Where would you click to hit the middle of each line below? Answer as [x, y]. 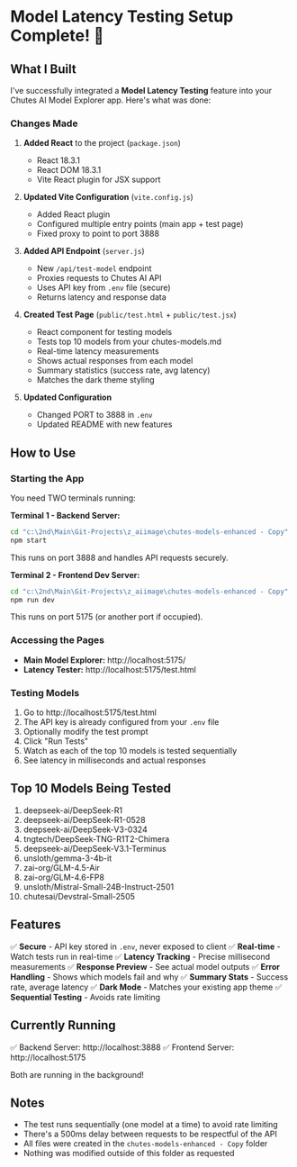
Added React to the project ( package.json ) [102, 143]
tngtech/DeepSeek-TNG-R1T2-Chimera [96, 838]
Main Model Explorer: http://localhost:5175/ [104, 660]
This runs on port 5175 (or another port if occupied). [107, 617]
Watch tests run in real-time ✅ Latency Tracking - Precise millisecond [140, 956]
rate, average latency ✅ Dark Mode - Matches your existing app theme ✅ [146, 987]
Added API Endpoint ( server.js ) [84, 251]
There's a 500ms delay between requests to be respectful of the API [150, 1134]
